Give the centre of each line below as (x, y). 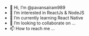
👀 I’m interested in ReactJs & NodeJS (47, 13)
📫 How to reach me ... (32, 28)
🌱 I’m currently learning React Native (46, 18)
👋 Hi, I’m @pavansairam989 (37, 8)
